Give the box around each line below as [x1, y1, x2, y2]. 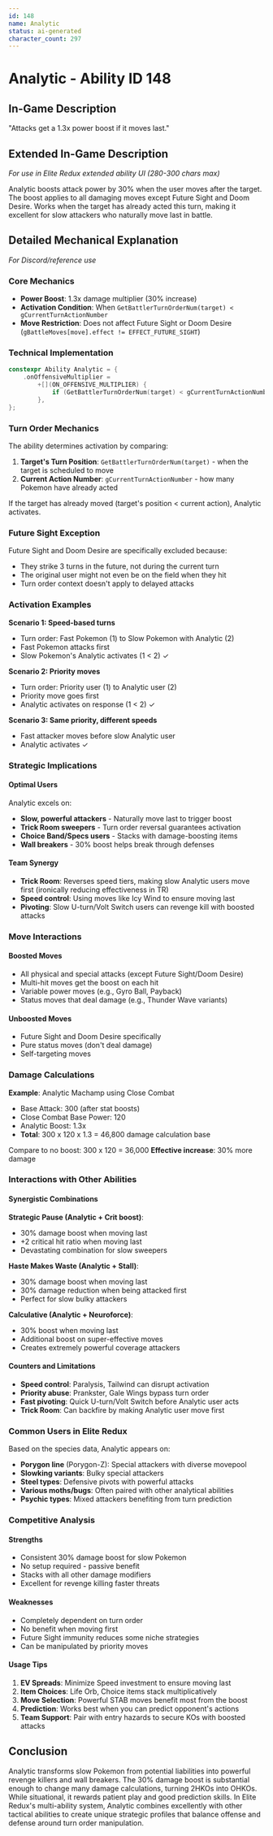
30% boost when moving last [19, 1325, 119, 1335]
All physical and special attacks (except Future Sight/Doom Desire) [19, 969, 244, 979]
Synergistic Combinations [8, 1194, 99, 1204]
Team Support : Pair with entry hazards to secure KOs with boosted [19, 1712, 246, 1722]
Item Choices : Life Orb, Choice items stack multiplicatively [19, 1687, 218, 1696]
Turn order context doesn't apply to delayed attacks [19, 578, 195, 589]
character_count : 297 [8, 34, 82, 43]
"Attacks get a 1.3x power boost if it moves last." [8, 123, 170, 133]
